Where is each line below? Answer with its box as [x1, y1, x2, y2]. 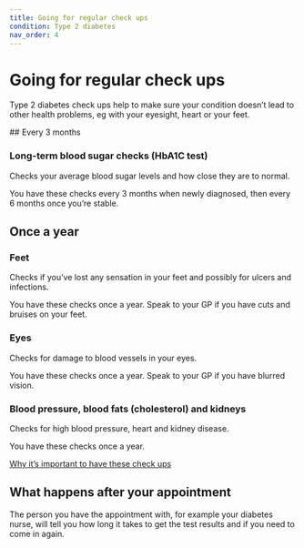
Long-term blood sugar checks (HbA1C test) [9, 149, 208, 162]
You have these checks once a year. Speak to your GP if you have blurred [9, 370, 286, 381]
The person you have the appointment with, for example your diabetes [9, 509, 273, 520]
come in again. [9, 528, 66, 539]
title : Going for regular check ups [9, 13, 148, 23]
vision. [9, 380, 35, 391]
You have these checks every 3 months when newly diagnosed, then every [9, 188, 291, 198]
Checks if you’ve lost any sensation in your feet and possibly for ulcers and [9, 272, 292, 283]
